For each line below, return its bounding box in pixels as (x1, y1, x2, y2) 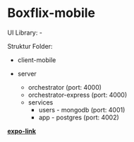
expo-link (7, 126, 37, 135)
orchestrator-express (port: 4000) (28, 90, 128, 99)
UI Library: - (7, 28, 42, 37)
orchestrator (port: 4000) (28, 83, 102, 91)
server (17, 69, 37, 78)
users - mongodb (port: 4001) (38, 105, 126, 114)
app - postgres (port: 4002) (38, 113, 120, 122)
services (28, 97, 54, 107)
